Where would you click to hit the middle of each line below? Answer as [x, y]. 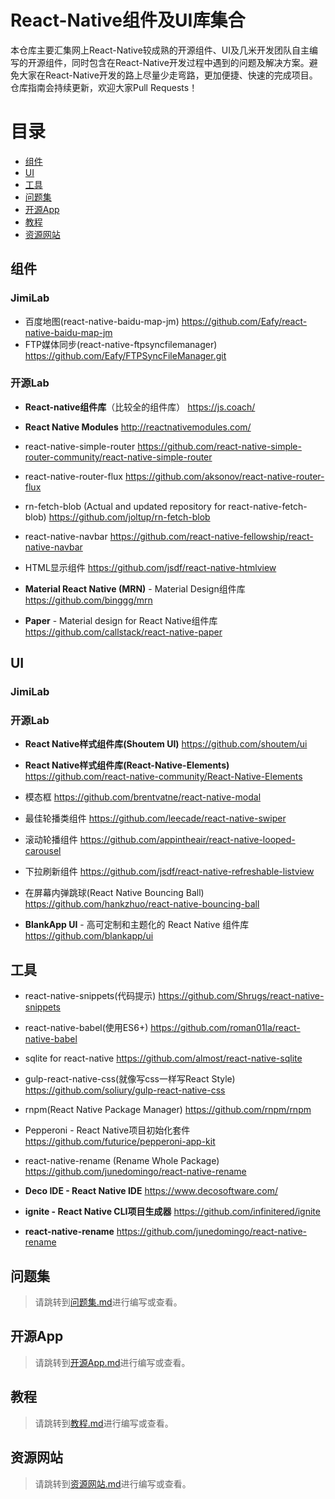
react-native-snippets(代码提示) [90, 996]
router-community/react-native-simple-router [118, 457]
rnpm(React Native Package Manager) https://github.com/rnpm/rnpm [168, 1110]
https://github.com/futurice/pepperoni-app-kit [120, 1142]
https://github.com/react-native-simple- [219, 446]
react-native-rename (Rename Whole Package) [122, 1161]
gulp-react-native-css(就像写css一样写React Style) [130, 1079]
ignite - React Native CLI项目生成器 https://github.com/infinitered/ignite [172, 1212]
